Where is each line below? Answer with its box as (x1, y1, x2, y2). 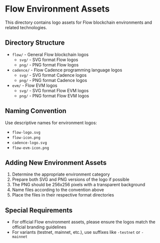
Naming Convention (5, 107, 67, 115)
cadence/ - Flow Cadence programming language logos (12, 67, 122, 73)
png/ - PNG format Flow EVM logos (19, 93, 89, 98)
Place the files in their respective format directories (12, 192, 115, 198)
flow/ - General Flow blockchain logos (12, 51, 89, 57)
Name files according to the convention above (12, 187, 104, 193)
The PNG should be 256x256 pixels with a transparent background (12, 182, 145, 188)
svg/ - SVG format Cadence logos (19, 72, 87, 78)
